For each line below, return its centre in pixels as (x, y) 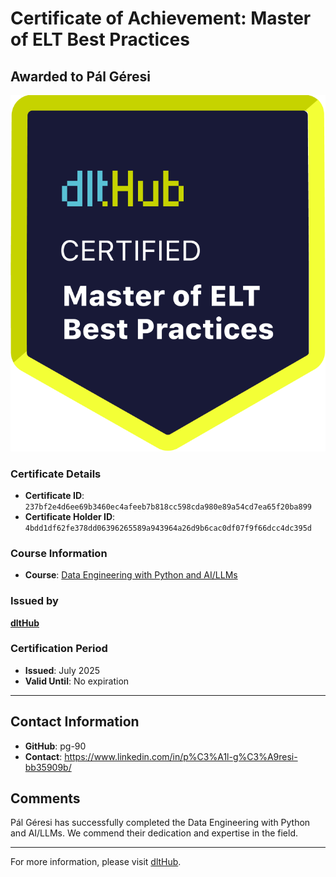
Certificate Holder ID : (70, 516)
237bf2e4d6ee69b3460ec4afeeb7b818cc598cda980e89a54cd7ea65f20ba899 (168, 507)
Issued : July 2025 (62, 670)
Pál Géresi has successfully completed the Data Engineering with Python (160, 823)
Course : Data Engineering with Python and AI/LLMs (131, 575)
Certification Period (59, 649)
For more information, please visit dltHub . (96, 862)
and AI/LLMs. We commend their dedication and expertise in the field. (154, 833)
